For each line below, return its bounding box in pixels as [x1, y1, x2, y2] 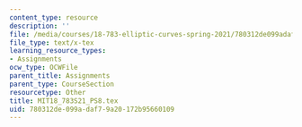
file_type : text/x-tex [9, 38, 94, 47]
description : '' [9, 21, 70, 30]
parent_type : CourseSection [9, 80, 115, 89]
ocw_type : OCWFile [9, 63, 78, 72]
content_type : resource [9, 13, 99, 22]
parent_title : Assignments [9, 72, 111, 80]
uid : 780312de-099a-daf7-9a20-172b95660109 [9, 105, 175, 114]
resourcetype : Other [9, 88, 87, 97]
